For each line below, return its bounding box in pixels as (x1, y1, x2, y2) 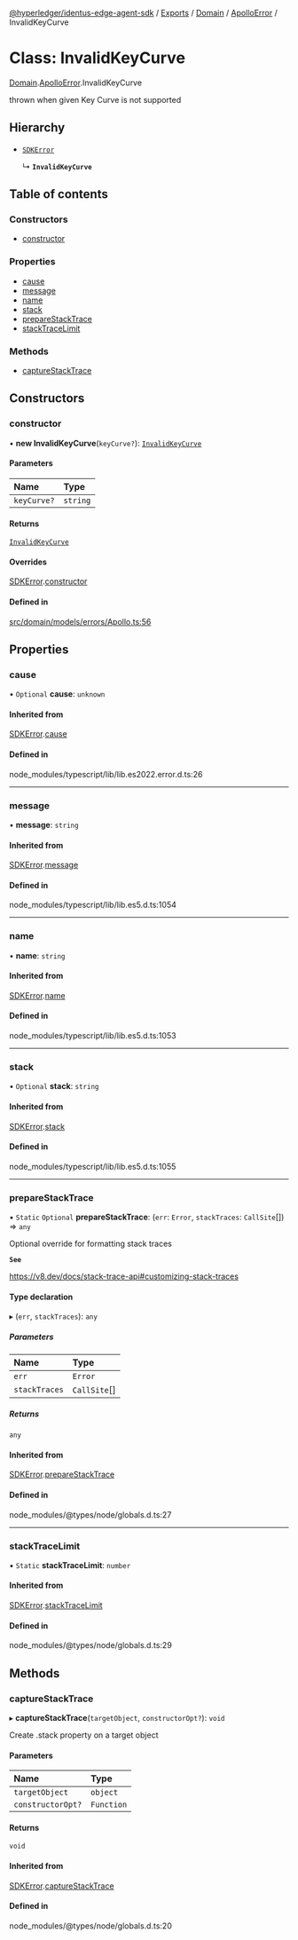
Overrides (9, 556, 47, 567)
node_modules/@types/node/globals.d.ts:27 (9, 1509, 172, 1520)
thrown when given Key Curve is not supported (9, 94, 182, 105)
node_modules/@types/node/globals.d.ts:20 (9, 1920, 173, 1931)
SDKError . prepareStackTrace (9, 1469, 115, 1480)
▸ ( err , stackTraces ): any (9, 1311, 98, 1321)
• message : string (9, 819, 79, 830)
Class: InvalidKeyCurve (9, 48, 186, 68)
